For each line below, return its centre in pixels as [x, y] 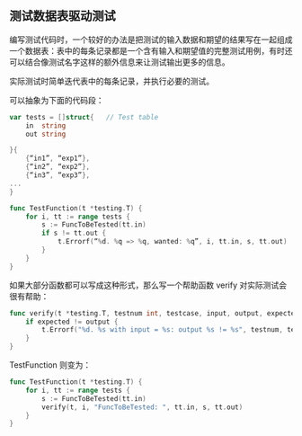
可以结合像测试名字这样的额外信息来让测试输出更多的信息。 [120, 62]
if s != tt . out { [74, 233]
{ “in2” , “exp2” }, [58, 167]
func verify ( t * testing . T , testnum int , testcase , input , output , [136, 313]
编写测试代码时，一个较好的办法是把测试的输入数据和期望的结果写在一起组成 [151, 40]
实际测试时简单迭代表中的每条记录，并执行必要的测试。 [111, 81]
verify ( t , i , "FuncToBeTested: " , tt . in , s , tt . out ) [142, 407]
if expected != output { [72, 322]
